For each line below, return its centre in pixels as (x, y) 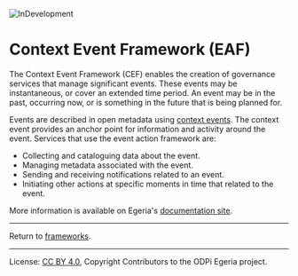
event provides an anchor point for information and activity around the (137, 129)
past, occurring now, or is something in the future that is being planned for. (146, 102)
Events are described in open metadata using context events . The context (144, 119)
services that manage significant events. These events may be (123, 83)
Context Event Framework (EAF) (130, 50)
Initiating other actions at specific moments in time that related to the (148, 184)
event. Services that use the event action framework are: (113, 138)
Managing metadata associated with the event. (107, 165)
